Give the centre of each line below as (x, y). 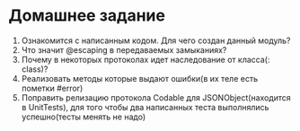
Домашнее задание (87, 16)
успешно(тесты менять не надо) (83, 117)
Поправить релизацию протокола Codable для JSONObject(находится (156, 97)
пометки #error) (52, 88)
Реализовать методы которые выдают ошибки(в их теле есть (139, 78)
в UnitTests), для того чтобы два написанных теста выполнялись (145, 107)
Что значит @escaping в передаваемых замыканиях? (124, 49)
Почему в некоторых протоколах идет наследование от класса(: (146, 59)
